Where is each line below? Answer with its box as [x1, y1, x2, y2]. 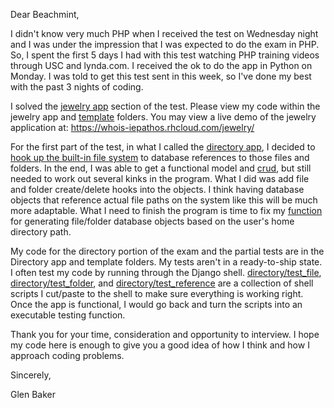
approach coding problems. [10, 350, 125, 361]
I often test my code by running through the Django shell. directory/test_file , [10, 267, 322, 278]
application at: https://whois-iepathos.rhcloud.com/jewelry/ [10, 122, 255, 133]
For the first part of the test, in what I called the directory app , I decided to [10, 141, 316, 153]
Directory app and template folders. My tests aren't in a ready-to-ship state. [10, 256, 323, 268]
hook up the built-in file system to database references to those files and [10, 152, 310, 163]
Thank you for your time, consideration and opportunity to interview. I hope [10, 329, 320, 340]
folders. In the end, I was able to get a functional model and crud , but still [10, 162, 312, 174]
